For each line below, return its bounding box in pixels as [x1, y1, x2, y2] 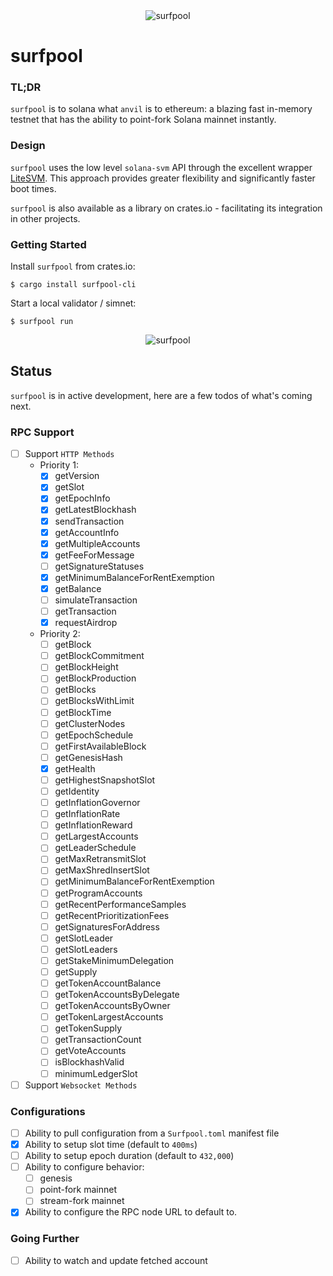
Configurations [10, 1104, 86, 1118]
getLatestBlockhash [54, 504, 137, 516]
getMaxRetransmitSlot [54, 853, 147, 865]
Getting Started [10, 237, 87, 251]
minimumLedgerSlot [54, 1067, 138, 1079]
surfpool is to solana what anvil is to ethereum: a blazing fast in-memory [10, 103, 313, 115]
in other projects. [10, 212, 81, 224]
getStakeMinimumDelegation [54, 954, 175, 966]
